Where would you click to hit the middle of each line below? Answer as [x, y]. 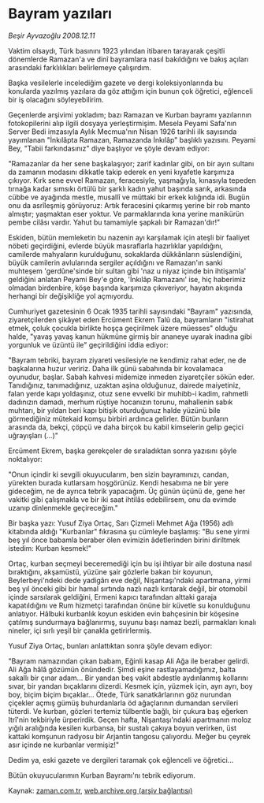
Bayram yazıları [60, 14]
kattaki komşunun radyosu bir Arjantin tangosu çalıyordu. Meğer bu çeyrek [129, 736]
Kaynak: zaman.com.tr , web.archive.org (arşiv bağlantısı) [100, 790]
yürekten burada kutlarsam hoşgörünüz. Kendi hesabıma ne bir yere [118, 482]
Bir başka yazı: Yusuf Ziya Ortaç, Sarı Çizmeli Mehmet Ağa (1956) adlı [121, 523]
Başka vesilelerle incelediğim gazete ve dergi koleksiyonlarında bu [115, 83]
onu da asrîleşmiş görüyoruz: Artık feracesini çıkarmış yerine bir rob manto [129, 205]
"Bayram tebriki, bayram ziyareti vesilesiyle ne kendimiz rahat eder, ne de [127, 360]
